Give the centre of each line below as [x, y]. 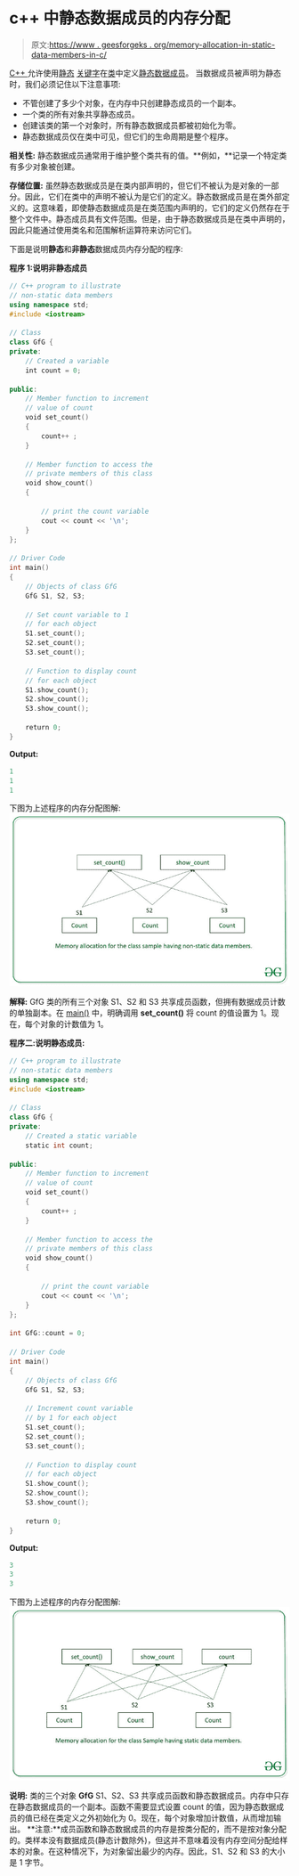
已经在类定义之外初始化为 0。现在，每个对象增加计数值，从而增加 [153, 1817]
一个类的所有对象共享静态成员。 [81, 114]
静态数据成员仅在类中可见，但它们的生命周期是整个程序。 [127, 136]
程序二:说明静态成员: [47, 1042]
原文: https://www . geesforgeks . [91, 45]
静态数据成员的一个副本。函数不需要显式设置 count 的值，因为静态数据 [146, 1807]
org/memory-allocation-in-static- [214, 45]
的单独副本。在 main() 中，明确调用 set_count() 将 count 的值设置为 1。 [140, 1013]
